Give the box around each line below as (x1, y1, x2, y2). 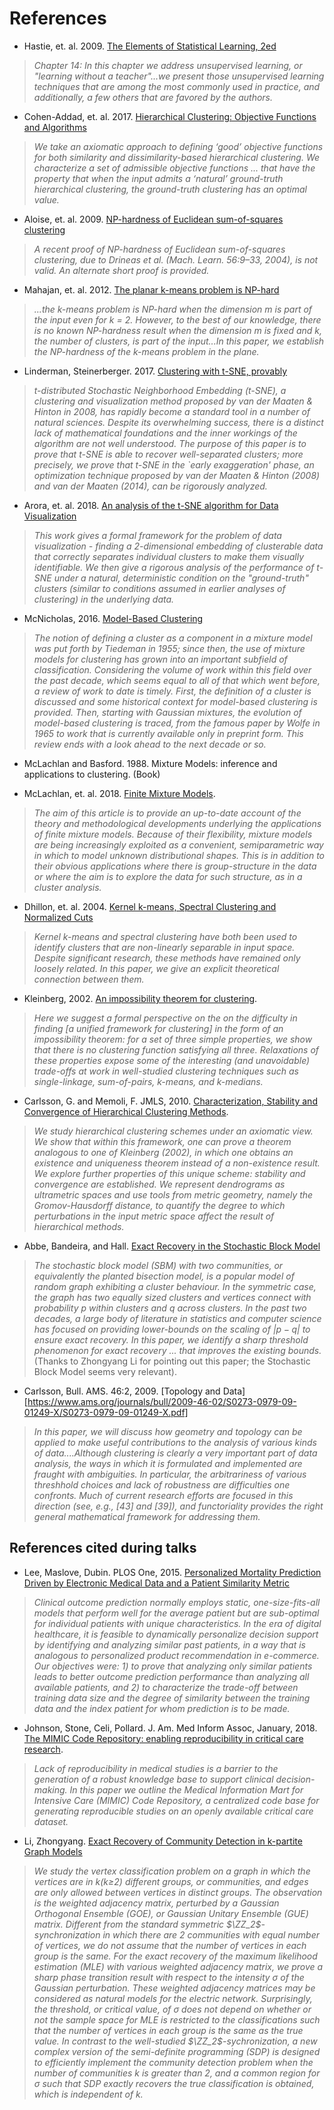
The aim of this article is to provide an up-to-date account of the (33, 807, 302, 819)
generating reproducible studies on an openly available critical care (33, 1805, 314, 1817)
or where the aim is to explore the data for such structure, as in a (33, 870, 303, 882)
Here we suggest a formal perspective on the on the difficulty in (33, 1012, 298, 1024)
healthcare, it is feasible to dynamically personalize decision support (33, 1628, 319, 1640)
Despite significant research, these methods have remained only (33, 952, 301, 964)
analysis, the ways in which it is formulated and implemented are (33, 1457, 303, 1469)
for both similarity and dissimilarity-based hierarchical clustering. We (33, 151, 321, 163)
